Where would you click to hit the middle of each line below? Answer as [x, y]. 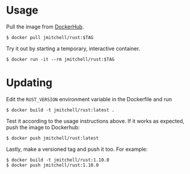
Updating [30, 83]
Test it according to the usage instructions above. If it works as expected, [95, 121]
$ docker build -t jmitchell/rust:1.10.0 [58, 160]
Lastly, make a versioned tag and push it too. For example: [77, 149]
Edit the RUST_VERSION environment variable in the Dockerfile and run [89, 99]
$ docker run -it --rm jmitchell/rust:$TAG [60, 59]
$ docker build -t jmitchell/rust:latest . [60, 110]
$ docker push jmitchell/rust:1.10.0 [53, 165]
